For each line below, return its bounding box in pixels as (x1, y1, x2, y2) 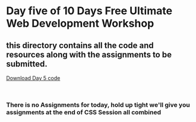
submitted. (6, 59, 48, 69)
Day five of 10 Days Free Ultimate (6, 4, 173, 18)
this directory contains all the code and (6, 40, 154, 50)
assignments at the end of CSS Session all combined (6, 108, 162, 116)
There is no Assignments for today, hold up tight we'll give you (6, 101, 190, 109)
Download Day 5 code (6, 75, 61, 81)
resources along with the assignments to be (6, 49, 172, 60)
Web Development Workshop (6, 17, 154, 30)
